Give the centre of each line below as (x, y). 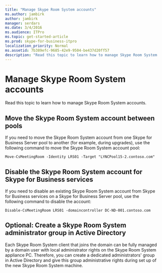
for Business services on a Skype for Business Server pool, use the (72, 196)
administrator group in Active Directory (65, 233)
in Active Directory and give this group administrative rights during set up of (81, 260)
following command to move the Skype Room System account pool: (73, 148)
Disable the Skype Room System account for (74, 172)
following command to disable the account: (48, 201)
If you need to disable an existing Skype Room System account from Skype (80, 191)
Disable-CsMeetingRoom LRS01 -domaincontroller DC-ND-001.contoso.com (78, 210)
